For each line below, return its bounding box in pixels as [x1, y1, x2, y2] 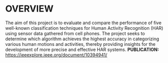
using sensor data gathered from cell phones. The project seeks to [5, 30, 145, 36]
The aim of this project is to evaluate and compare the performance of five [5, 20, 162, 26]
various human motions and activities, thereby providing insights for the [5, 41, 156, 47]
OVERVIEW [5, 3, 54, 15]
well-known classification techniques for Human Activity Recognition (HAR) [5, 25, 164, 31]
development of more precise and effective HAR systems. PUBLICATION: [5, 46, 159, 52]
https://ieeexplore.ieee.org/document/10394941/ [5, 51, 107, 58]
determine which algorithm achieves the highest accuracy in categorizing [5, 36, 159, 42]
